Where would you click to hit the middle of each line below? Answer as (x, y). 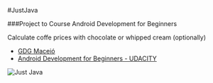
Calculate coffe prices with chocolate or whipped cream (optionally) (106, 37)
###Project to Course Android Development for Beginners (92, 24)
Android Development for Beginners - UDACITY (87, 58)
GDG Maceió (36, 51)
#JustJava (23, 10)
